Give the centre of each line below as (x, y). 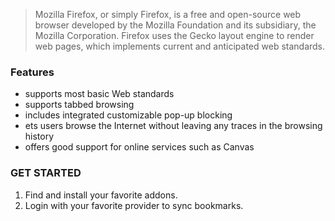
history (39, 136)
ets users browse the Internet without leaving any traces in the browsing (173, 126)
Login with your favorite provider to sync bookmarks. (134, 205)
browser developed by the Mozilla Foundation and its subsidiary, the (175, 25)
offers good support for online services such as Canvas (139, 147)
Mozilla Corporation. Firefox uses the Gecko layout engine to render (174, 35)
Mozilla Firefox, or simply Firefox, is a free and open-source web (168, 14)
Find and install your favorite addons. (101, 195)
